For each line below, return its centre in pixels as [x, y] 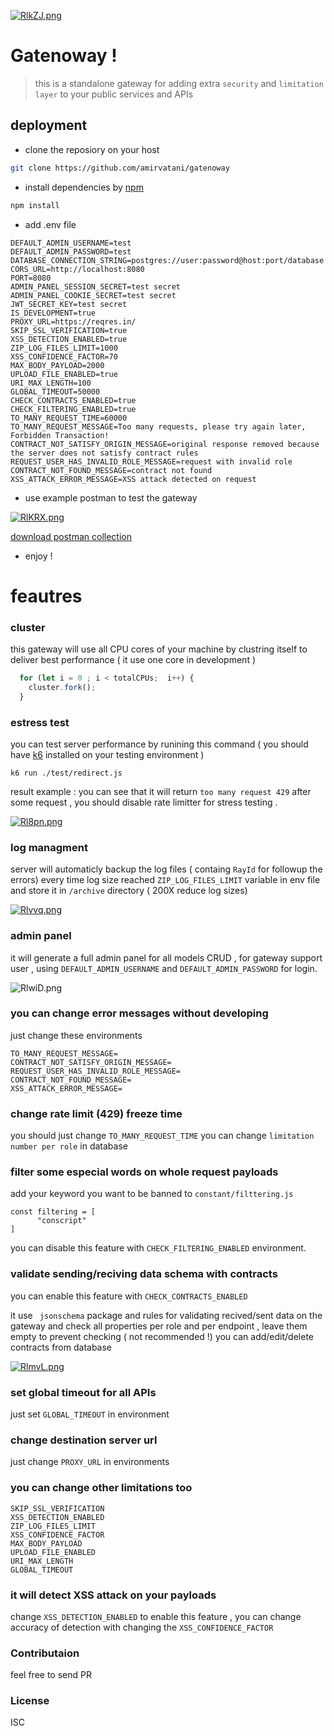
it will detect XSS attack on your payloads [113, 1595]
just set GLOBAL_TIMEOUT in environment [90, 1414]
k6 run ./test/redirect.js [66, 773]
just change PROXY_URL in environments [90, 1462]
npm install [35, 205]
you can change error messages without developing [139, 1013]
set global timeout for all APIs [83, 1392]
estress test [40, 722]
